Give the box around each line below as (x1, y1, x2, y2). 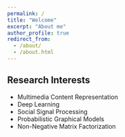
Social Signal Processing (17, 107, 88, 116)
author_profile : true (7, 29, 70, 37)
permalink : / (7, 10, 45, 17)
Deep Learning (17, 100, 60, 108)
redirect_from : (7, 36, 51, 43)
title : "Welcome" (7, 17, 57, 24)
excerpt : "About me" (7, 23, 67, 30)
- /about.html (13, 49, 54, 56)
